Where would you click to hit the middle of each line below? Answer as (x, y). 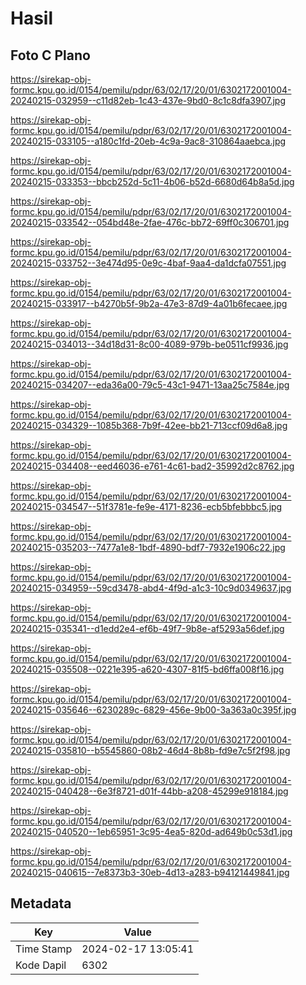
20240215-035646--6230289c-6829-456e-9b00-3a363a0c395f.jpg (153, 710)
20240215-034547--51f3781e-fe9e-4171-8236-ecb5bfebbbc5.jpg (146, 506)
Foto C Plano (50, 55)
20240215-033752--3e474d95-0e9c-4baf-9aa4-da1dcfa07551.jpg (148, 263)
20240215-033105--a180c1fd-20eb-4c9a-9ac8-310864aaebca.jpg (148, 141)
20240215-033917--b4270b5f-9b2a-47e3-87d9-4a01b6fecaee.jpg (149, 303)
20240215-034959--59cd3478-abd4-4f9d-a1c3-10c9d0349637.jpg (151, 588)
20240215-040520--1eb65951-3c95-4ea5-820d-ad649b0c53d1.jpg (151, 831)
